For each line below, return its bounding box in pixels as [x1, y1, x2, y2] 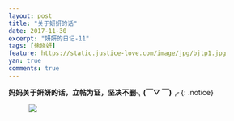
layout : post [8, 11, 53, 20]
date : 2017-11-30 [8, 27, 67, 35]
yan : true [8, 57, 42, 65]
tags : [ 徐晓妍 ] [8, 42, 57, 50]
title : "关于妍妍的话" [8, 19, 78, 27]
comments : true [8, 65, 60, 73]
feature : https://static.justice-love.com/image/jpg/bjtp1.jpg [8, 49, 227, 57]
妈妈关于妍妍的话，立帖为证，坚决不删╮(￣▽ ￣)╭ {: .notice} [8, 87, 215, 97]
